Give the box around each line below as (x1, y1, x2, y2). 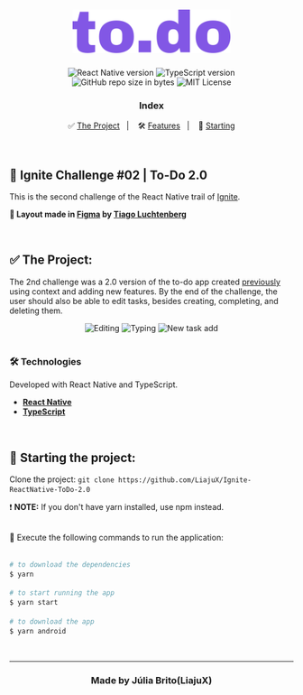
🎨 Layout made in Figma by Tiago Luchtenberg (9, 208, 187, 220)
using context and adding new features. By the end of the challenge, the (9, 285, 278, 297)
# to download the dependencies (9, 560, 131, 569)
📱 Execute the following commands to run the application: (9, 532, 224, 542)
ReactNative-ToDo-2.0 (9, 485, 91, 494)
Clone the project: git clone (9, 474, 115, 485)
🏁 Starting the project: (9, 449, 136, 465)
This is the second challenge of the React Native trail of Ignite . (9, 191, 241, 202)
